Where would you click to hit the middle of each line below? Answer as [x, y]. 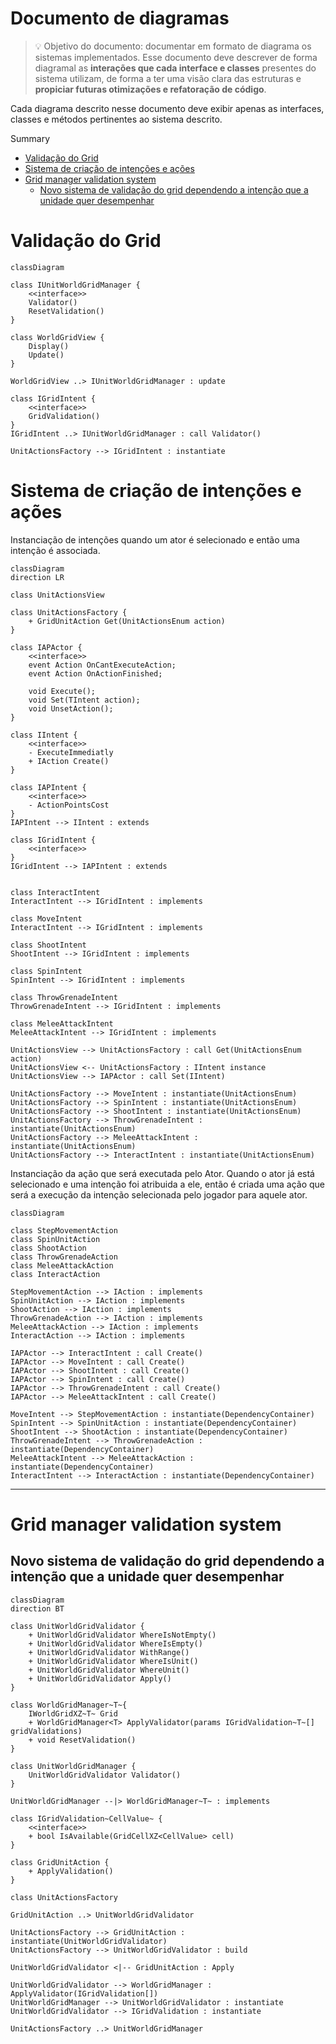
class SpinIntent [46, 971]
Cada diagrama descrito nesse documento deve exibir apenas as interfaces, [167, 108]
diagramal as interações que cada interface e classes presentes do [175, 68]
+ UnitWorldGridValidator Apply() [100, 1678]
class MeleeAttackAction [62, 1265]
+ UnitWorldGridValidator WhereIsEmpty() [115, 1643]
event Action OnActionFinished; [95, 673]
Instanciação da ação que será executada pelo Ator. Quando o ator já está [162, 1173]
